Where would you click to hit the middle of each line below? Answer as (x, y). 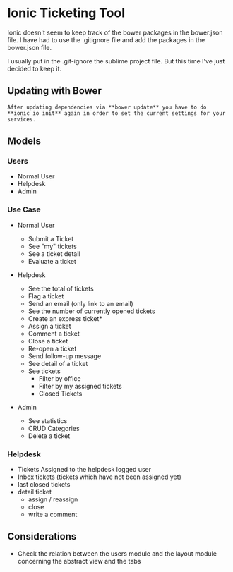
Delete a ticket (49, 436)
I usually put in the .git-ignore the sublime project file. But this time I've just (116, 61)
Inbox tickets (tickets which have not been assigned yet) (99, 477)
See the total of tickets (61, 288)
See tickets (44, 371)
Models (24, 141)
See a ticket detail (54, 254)
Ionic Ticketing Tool (66, 13)
